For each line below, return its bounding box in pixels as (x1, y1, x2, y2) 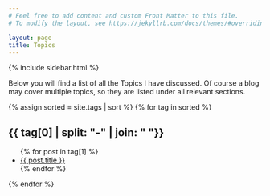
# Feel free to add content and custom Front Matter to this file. (8, 11, 239, 20)
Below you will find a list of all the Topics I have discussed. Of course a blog (8, 78, 260, 88)
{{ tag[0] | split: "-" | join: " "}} (8, 126, 165, 139)
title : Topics (8, 41, 56, 49)
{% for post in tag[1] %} (19, 147, 99, 157)
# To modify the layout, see (8, 19, 106, 27)
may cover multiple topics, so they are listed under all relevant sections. (8, 87, 246, 97)
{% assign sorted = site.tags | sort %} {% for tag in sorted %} (8, 102, 212, 112)
